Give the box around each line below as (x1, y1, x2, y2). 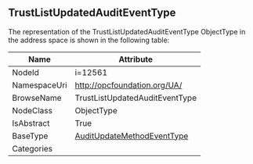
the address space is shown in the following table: (8, 35, 170, 45)
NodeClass (12, 105, 53, 116)
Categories (12, 143, 53, 154)
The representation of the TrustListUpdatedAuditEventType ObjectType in (8, 27, 246, 36)
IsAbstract (12, 117, 50, 128)
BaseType (12, 130, 49, 141)
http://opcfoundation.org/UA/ (74, 80, 183, 91)
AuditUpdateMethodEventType (74, 130, 189, 141)
